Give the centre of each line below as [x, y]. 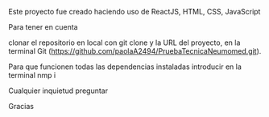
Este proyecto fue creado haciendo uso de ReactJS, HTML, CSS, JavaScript [134, 12]
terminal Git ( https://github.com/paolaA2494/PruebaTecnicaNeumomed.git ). [135, 51]
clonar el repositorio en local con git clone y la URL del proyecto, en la [124, 42]
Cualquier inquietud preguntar [58, 91]
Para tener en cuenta [43, 27]
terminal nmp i [32, 75]
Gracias [21, 106]
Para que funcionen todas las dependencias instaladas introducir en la [125, 67]
